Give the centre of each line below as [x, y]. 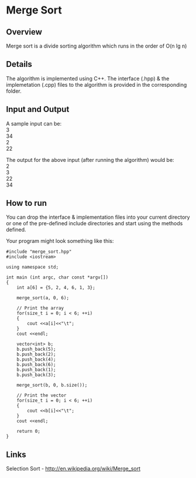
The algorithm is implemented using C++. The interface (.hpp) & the [88, 78]
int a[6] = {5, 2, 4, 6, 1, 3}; [56, 288]
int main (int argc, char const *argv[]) [57, 277]
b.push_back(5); [37, 350]
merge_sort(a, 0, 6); [43, 298]
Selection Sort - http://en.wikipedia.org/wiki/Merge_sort [73, 469]
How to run [27, 203]
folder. [14, 91]
